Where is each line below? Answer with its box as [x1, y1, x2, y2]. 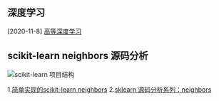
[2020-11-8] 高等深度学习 [7, 27, 82, 36]
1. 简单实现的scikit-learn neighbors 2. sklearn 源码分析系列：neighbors [7, 85, 212, 94]
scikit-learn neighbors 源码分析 [7, 50, 148, 62]
